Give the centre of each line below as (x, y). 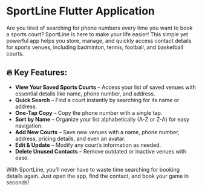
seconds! (18, 182)
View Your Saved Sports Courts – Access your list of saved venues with (106, 87)
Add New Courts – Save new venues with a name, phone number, (97, 132)
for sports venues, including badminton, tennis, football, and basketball (95, 47)
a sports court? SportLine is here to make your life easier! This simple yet (97, 34)
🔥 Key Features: (37, 73)
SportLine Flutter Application (81, 11)
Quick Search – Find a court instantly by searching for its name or (97, 100)
